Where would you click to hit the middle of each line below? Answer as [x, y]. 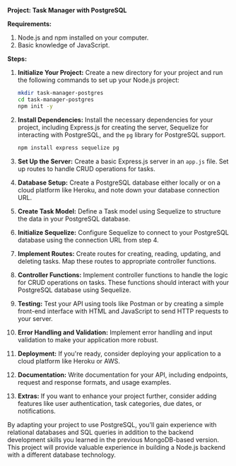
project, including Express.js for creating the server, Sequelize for [113, 127]
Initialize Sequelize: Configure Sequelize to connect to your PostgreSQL [123, 232]
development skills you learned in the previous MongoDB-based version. [113, 439]
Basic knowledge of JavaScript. [64, 45]
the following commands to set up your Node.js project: [99, 80]
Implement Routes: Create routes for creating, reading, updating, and [119, 253]
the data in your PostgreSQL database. [74, 219]
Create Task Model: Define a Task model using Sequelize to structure [119, 211]
